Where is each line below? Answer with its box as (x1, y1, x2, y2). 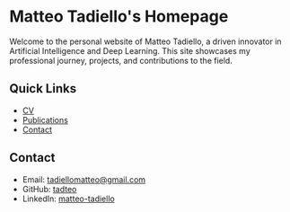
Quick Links (9, 81, 77, 96)
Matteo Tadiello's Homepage (9, 6, 229, 27)
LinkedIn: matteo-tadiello (22, 193, 115, 204)
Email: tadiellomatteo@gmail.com (22, 173, 146, 185)
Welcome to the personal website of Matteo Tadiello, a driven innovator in (9, 36, 282, 47)
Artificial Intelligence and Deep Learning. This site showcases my (9, 45, 251, 56)
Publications (22, 114, 69, 125)
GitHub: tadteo (22, 183, 77, 194)
